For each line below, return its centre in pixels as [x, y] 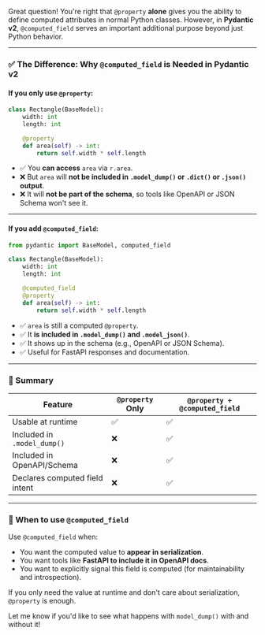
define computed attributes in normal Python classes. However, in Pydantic [131, 20]
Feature [58, 404]
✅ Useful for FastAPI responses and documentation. [105, 352]
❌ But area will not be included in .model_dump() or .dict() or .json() [133, 177]
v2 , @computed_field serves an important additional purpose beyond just [126, 28]
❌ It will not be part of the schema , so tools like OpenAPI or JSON [127, 194]
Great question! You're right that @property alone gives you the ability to [125, 11]
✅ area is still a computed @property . [79, 325]
